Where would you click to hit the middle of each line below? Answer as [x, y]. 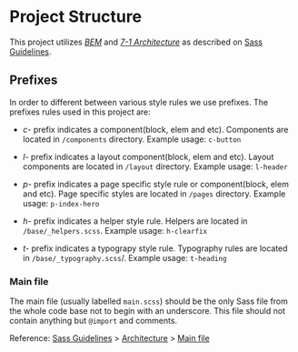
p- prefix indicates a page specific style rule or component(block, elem [155, 184]
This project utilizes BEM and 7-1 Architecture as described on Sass [136, 42]
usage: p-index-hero [61, 203]
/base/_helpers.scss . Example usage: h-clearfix [114, 230]
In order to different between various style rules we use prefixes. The [139, 102]
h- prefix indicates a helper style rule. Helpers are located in [135, 221]
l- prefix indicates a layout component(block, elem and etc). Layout [148, 156]
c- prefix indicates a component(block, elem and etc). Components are [155, 129]
